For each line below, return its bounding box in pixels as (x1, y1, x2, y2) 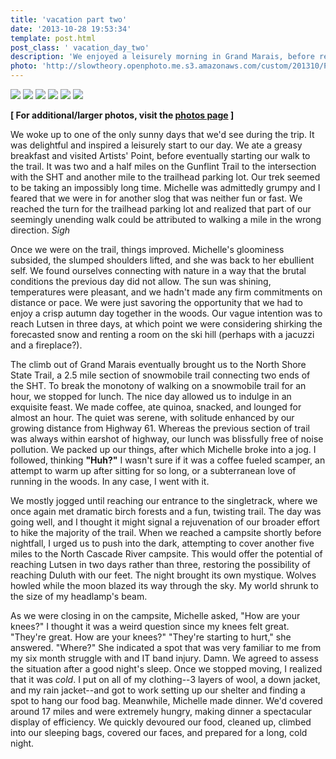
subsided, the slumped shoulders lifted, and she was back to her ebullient (10, 254, 315, 266)
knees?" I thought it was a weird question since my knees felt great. (10, 621, 290, 632)
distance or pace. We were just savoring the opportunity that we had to (10, 297, 304, 308)
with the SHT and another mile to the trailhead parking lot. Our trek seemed (10, 171, 321, 183)
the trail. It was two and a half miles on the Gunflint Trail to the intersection (10, 161, 317, 172)
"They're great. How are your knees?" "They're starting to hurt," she (10, 631, 292, 643)
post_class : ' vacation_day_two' (10, 42, 150, 53)
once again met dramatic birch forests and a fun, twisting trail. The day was (10, 506, 322, 517)
